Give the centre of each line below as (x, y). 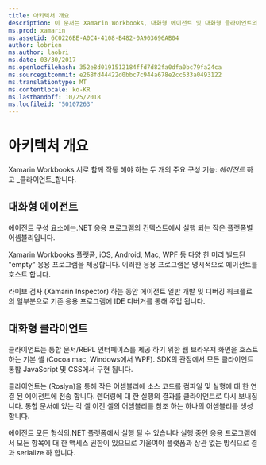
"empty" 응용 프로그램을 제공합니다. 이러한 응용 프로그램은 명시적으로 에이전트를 (133, 264)
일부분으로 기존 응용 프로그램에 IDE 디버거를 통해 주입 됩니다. (111, 301)
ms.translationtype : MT (48, 82)
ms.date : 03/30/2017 (42, 60)
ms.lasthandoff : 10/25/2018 (55, 97)
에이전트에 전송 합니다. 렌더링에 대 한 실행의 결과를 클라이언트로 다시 (131, 396)
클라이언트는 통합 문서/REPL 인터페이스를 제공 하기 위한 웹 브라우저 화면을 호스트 (133, 349)
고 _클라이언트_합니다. (42, 180)
